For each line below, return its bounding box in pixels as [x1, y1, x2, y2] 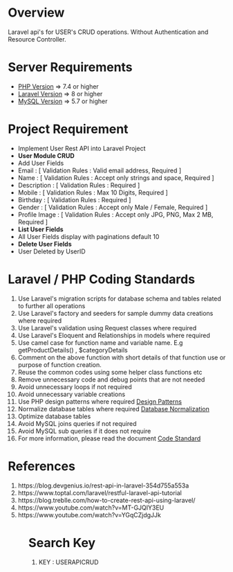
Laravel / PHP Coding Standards [8, 271, 196, 287]
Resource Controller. [8, 35, 66, 43]
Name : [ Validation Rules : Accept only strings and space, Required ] [17, 173, 214, 181]
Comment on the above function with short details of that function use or [17, 353, 226, 361]
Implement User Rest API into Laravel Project [17, 144, 146, 152]
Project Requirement [8, 121, 129, 137]
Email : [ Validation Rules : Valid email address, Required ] [17, 166, 182, 175]
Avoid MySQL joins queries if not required [17, 419, 137, 427]
